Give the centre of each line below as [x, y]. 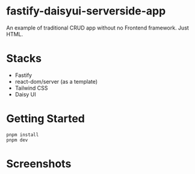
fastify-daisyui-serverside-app [86, 11]
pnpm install [23, 135]
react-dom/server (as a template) [56, 81]
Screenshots [39, 164]
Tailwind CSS [31, 88]
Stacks [24, 59]
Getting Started [46, 119]
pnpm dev [17, 140]
